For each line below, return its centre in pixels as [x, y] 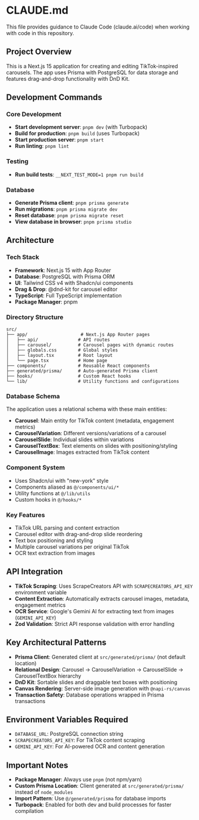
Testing [17, 162]
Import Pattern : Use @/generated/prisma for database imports [90, 799]
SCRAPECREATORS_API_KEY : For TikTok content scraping [80, 740]
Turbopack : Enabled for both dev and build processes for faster [93, 805]
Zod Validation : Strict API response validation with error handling [94, 623]
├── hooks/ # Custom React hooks [69, 376]
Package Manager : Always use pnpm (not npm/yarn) [78, 780]
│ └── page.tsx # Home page [57, 361]
